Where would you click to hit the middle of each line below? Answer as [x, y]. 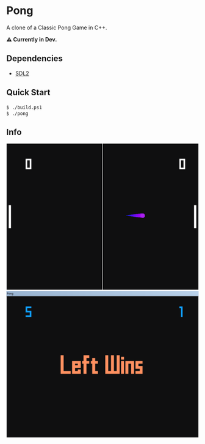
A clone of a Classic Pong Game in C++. [57, 27]
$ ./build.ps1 [24, 107]
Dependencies [34, 59]
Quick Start [28, 93]
